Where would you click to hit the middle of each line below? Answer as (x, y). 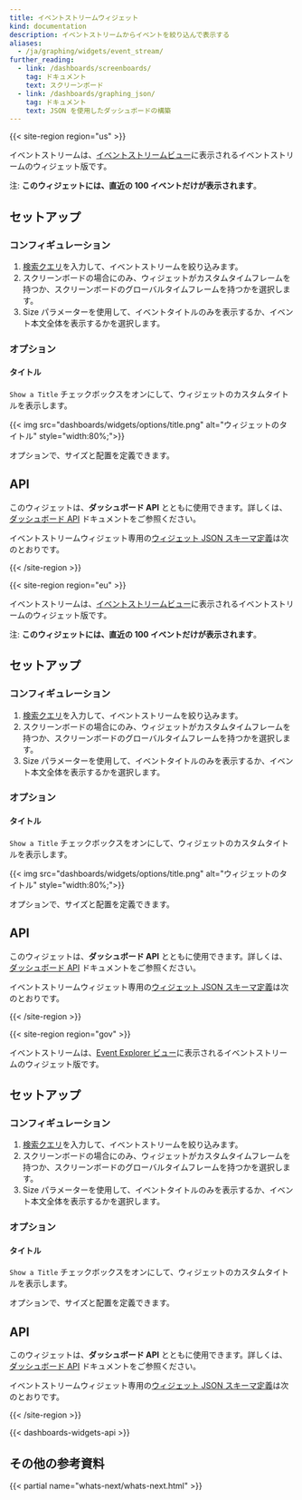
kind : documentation (48, 26)
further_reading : (42, 60)
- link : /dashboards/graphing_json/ (86, 93)
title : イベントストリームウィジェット (74, 18)
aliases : (26, 43)
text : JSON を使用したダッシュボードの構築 (99, 111)
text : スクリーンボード (65, 85)
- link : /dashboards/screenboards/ (85, 69)
